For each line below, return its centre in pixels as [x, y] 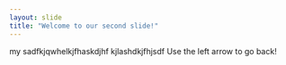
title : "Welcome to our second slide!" [84, 26]
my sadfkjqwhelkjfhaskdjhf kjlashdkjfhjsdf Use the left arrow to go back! [143, 51]
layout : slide [36, 17]
